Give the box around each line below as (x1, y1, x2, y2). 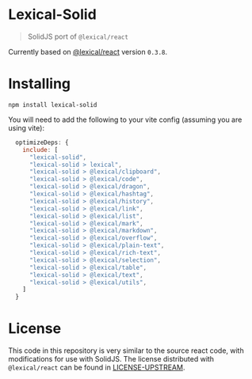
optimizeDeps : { (15, 138, 69, 146)
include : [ (22, 146, 59, 153)
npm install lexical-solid (8, 100, 97, 108)
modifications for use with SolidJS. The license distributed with (8, 354, 215, 364)
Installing (8, 75, 71, 93)
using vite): (8, 123, 45, 132)
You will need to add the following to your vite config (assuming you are (8, 115, 242, 124)
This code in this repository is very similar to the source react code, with (8, 346, 244, 355)
